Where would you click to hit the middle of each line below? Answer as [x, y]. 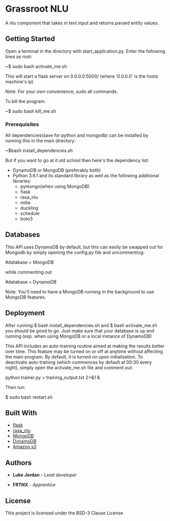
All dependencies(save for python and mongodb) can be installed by [77, 136]
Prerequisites [22, 124]
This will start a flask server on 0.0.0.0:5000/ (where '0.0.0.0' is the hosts [82, 76]
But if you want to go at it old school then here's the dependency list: [77, 160]
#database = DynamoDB [31, 282]
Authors [19, 463]
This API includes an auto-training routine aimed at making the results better [85, 346]
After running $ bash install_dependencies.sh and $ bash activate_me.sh [81, 325]
